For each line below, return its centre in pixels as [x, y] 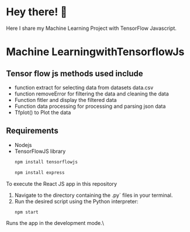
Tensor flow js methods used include [75, 74]
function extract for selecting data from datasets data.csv [84, 87]
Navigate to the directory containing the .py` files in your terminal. [94, 195]
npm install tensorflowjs [46, 162]
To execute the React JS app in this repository [62, 183]
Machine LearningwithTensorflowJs [95, 52]
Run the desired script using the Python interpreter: [76, 201]
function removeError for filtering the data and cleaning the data [92, 94]
